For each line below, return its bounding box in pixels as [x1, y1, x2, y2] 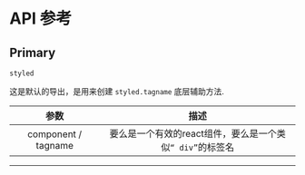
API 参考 [9, 8, 73, 29]
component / [26, 128, 83, 141]
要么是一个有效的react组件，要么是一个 [109, 128, 277, 140]
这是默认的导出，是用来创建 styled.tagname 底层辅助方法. [9, 86, 225, 96]
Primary [9, 44, 56, 60]
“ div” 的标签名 [169, 141, 235, 153]
